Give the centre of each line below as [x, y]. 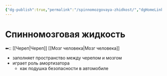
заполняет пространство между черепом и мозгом [67, 58]
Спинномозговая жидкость [65, 34]
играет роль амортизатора [41, 63]
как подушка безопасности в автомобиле [64, 68]
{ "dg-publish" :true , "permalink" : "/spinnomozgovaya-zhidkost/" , [72, 10]
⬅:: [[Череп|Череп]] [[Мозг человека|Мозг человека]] [63, 48]
